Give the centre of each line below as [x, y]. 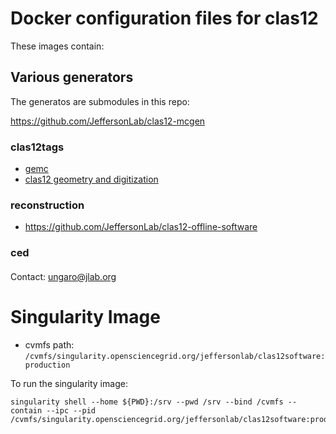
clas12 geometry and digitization [91, 179]
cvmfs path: [49, 344]
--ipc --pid [71, 410]
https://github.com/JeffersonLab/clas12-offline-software [141, 227]
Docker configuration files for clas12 [164, 18]
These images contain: [57, 46]
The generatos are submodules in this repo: [100, 101]
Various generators [72, 77]
